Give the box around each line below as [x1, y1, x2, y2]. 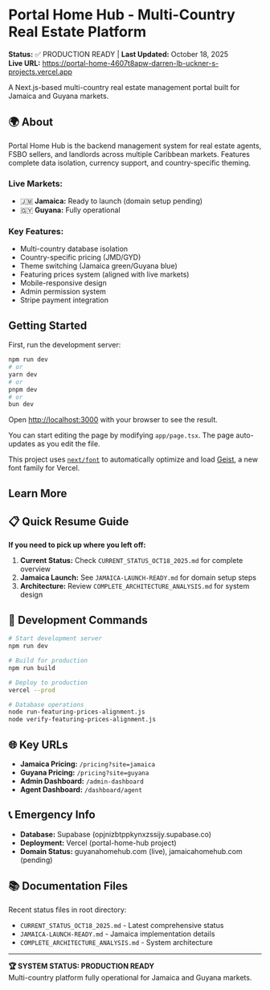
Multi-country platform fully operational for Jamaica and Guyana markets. [8, 972, 252, 982]
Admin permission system [19, 287, 107, 297]
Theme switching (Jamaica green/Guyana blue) [19, 261, 178, 271]
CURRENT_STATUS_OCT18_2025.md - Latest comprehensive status [19, 920, 224, 930]
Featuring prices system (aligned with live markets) [19, 269, 190, 279]
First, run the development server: [8, 340, 121, 350]
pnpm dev [8, 385, 38, 393]
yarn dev [8, 370, 38, 379]
